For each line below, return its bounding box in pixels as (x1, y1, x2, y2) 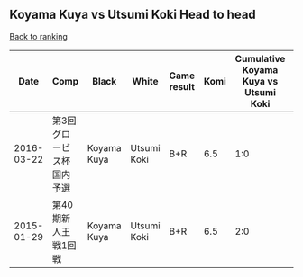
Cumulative (234, 52, 286, 65)
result (169, 80, 196, 93)
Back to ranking (9, 31, 68, 41)
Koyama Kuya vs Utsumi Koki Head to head (9, 7, 257, 22)
